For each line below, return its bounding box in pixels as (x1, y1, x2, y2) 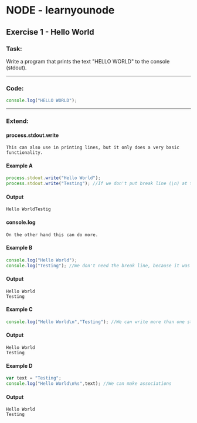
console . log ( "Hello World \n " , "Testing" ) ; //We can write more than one (6, 318, 185, 325)
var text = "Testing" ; (6, 375, 62, 381)
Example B (6, 244, 33, 251)
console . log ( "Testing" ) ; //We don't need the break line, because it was (6, 263, 191, 268)
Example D (6, 362, 33, 369)
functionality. (6, 150, 43, 156)
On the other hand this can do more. (6, 231, 98, 238)
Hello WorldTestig (6, 206, 51, 212)
